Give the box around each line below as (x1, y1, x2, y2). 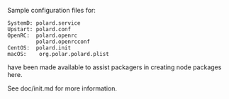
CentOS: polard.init (7, 45, 72, 52)
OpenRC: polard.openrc (7, 32, 78, 39)
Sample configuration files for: (7, 6, 96, 14)
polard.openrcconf (35, 38, 91, 45)
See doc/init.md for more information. (7, 84, 117, 93)
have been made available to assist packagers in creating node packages (7, 63, 222, 71)
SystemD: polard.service (7, 20, 81, 27)
